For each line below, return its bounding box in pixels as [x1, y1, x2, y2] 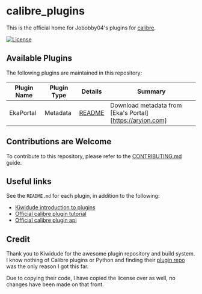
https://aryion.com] [112, 116, 167, 124]
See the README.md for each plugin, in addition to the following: [6, 192, 160, 200]
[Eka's [110, 108, 128, 117]
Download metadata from [110, 101, 182, 109]
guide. [6, 159, 22, 166]
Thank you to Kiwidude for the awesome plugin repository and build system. [6, 250, 195, 257]
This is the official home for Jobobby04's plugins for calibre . [6, 24, 156, 31]
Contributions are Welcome [6, 136, 112, 147]
